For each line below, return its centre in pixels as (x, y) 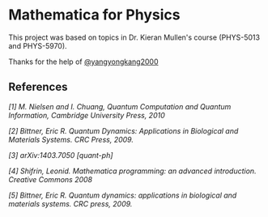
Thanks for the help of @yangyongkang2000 (83, 62)
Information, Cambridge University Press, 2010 (87, 115)
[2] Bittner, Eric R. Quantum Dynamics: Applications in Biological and (123, 130)
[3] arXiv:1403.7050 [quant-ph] (61, 155)
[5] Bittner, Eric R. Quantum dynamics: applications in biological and (123, 195)
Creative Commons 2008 (51, 179)
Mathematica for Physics (94, 15)
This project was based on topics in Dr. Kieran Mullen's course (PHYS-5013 (134, 37)
